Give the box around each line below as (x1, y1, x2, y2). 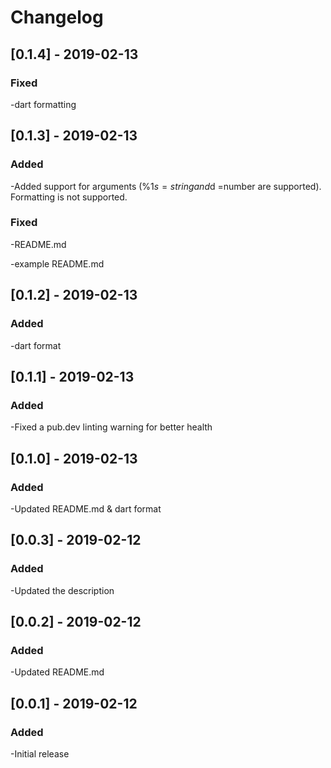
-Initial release (10, 747, 70, 760)
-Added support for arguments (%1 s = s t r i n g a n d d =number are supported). (10, 180, 322, 192)
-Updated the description (10, 584, 115, 596)
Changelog (10, 6, 104, 29)
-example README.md (10, 257, 105, 270)
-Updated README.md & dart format (10, 502, 162, 515)
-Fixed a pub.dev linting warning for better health (10, 421, 213, 433)
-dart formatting (10, 98, 77, 110)
